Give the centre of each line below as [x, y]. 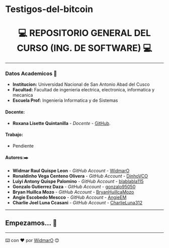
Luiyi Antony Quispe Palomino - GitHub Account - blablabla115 [78, 181]
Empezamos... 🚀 [31, 223]
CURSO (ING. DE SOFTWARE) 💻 [84, 48]
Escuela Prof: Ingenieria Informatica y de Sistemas [65, 100]
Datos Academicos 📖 [31, 74]
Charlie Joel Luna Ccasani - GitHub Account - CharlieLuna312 [77, 203]
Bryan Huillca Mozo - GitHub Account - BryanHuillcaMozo [73, 192]
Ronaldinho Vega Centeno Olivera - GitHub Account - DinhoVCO [80, 176]
